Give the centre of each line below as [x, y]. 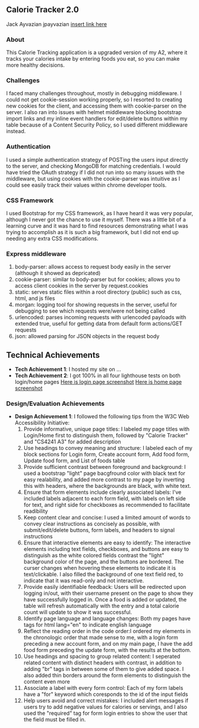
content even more [47, 682]
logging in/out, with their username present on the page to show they [108, 593]
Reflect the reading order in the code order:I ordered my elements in [107, 631]
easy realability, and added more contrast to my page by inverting [104, 480]
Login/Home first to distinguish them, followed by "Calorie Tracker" [106, 436]
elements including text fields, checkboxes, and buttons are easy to [106, 549]
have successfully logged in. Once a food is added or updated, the [105, 600]
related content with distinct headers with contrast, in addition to [103, 663]
